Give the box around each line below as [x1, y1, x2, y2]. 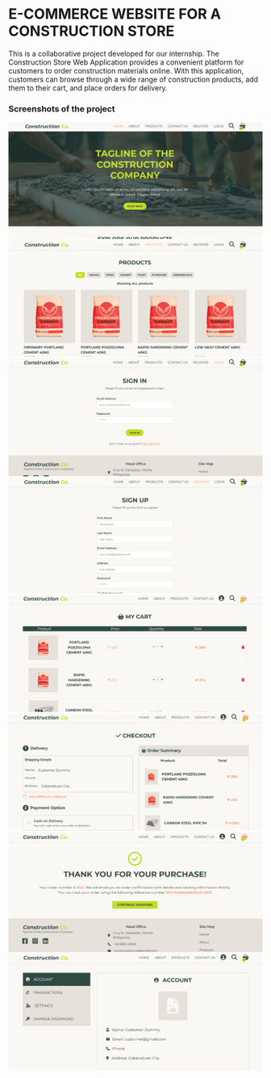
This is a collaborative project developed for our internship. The [8, 48, 220, 58]
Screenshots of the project [8, 103, 115, 114]
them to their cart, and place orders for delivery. [8, 82, 168, 93]
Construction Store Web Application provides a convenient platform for [8, 57, 244, 67]
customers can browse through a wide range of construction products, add [8, 74, 259, 84]
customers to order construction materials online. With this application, [8, 65, 244, 75]
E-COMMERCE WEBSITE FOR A [8, 5, 222, 23]
